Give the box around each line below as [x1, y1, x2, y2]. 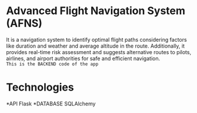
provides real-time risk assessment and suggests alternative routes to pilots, [6, 48, 192, 55]
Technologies [6, 81, 75, 94]
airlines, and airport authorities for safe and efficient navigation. [6, 55, 161, 62]
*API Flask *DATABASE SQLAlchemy [6, 100, 96, 107]
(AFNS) [6, 16, 43, 30]
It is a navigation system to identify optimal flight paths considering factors [6, 36, 187, 43]
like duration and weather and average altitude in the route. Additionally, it [6, 42, 185, 49]
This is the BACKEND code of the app [6, 61, 99, 67]
